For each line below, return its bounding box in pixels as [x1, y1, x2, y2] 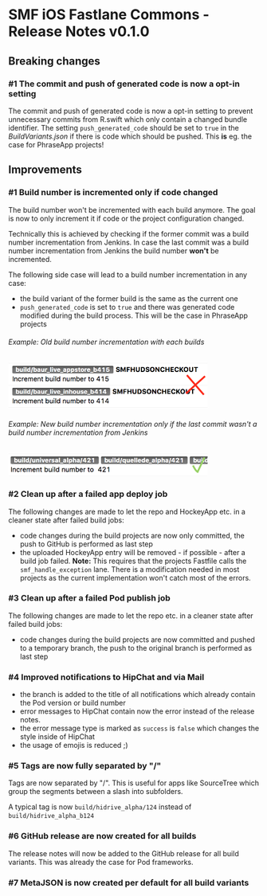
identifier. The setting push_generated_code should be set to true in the [8, 123, 239, 132]
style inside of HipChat [19, 732, 96, 741]
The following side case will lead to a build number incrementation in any [8, 269, 248, 280]
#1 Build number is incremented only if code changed [8, 187, 218, 198]
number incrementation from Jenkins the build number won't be [8, 245, 219, 256]
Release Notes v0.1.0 [8, 22, 150, 41]
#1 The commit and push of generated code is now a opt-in [8, 78, 241, 89]
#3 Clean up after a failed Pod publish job [8, 593, 171, 604]
